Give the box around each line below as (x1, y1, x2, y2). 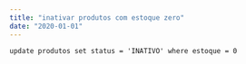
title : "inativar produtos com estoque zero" (9, 13, 184, 23)
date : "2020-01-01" (9, 22, 84, 31)
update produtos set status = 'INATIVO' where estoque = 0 (9, 46, 238, 55)
